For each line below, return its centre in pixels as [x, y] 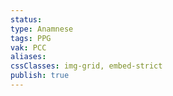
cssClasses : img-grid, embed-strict [86, 66]
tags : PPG [31, 38]
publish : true [40, 76]
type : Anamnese [42, 29]
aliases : [28, 57]
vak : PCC [28, 47]
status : [26, 19]
